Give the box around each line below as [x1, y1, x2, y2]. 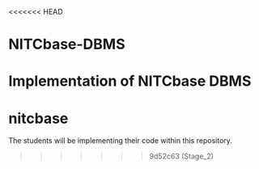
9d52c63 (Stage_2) [149, 151, 214, 161]
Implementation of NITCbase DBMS [8, 72, 252, 91]
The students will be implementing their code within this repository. [8, 136, 233, 146]
